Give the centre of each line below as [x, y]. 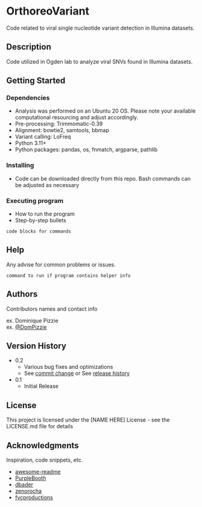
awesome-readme [38, 472]
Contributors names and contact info [52, 309]
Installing [20, 165]
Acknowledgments [43, 446]
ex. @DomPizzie [27, 327]
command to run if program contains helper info [68, 276]
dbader [24, 485]
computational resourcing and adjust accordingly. [77, 118]
